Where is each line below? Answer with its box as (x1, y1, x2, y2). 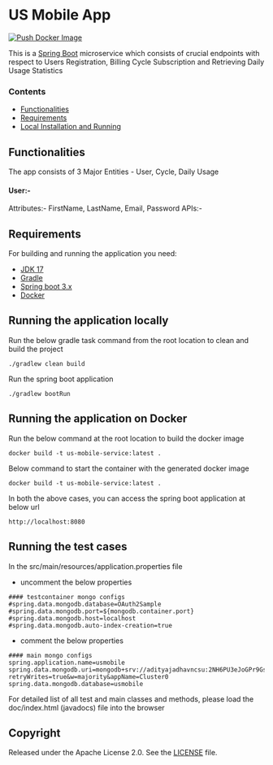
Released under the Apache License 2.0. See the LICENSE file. (8, 748, 218, 758)
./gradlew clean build (8, 359, 85, 367)
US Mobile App (8, 6, 111, 24)
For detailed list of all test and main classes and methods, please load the (8, 693, 254, 704)
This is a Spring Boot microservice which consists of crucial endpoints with (8, 48, 260, 58)
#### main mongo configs (8, 651, 93, 659)
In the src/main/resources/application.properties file (8, 561, 183, 571)
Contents (8, 85, 46, 97)
